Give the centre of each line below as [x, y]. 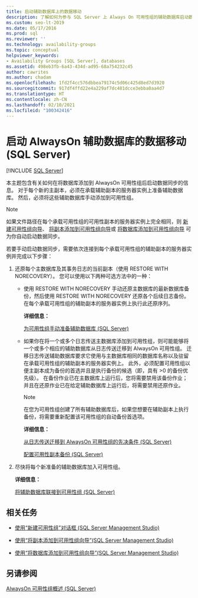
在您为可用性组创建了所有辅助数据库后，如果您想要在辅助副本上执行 [106, 409]
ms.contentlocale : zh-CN [37, 99]
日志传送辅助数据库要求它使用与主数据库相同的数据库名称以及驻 [106, 356]
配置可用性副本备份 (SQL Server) [63, 455]
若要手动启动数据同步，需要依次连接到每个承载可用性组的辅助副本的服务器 [96, 249]
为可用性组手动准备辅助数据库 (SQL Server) [76, 329]
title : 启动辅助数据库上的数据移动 [44, 12]
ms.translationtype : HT [35, 94]
